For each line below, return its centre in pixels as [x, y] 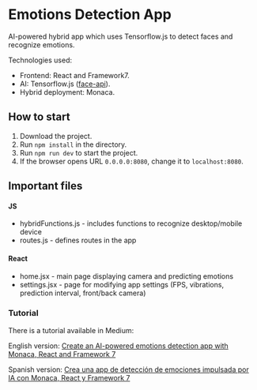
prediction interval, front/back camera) [83, 293]
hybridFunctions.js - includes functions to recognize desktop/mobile [131, 223]
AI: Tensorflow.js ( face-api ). [65, 84]
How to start [39, 117]
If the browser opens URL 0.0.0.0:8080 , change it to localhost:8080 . [131, 161]
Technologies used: [40, 60]
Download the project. [56, 136]
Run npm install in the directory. [73, 144]
